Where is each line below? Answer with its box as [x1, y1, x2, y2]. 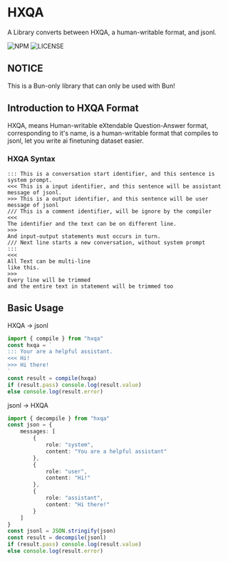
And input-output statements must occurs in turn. [7, 233, 161, 240]
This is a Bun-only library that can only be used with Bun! [7, 81, 176, 90]
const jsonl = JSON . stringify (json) [7, 528, 116, 535]
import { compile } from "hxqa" [7, 335, 103, 342]
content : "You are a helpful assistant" [45, 448, 167, 455]
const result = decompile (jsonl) [7, 534, 107, 541]
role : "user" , [45, 468, 88, 475]
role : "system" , [45, 441, 94, 448]
